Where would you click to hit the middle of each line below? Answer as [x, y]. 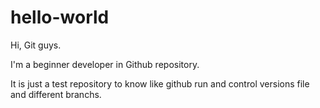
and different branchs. [56, 94]
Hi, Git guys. [36, 45]
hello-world [60, 17]
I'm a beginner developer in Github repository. [105, 64]
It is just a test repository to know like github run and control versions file [160, 83]
